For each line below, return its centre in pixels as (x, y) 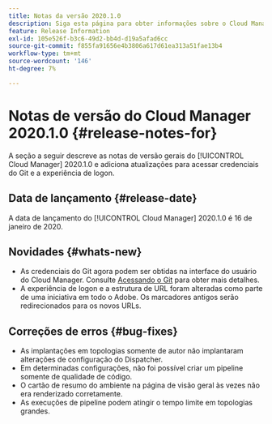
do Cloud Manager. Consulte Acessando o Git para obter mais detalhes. (140, 280)
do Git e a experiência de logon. (62, 173)
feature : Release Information (59, 31)
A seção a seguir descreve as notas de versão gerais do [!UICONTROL (126, 156)
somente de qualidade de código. (76, 377)
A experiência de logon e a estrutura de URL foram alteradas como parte (141, 289)
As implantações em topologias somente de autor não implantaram (132, 351)
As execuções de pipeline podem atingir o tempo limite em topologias (136, 403)
